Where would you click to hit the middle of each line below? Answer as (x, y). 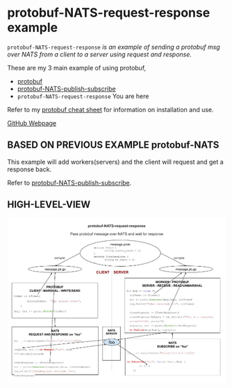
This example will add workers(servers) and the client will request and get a (115, 162)
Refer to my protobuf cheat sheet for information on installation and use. (110, 109)
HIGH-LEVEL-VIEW (49, 204)
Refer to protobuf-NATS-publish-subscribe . (69, 183)
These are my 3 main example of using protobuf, (77, 68)
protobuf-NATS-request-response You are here (83, 96)
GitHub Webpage (32, 123)
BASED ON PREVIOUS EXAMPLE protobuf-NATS (113, 145)
